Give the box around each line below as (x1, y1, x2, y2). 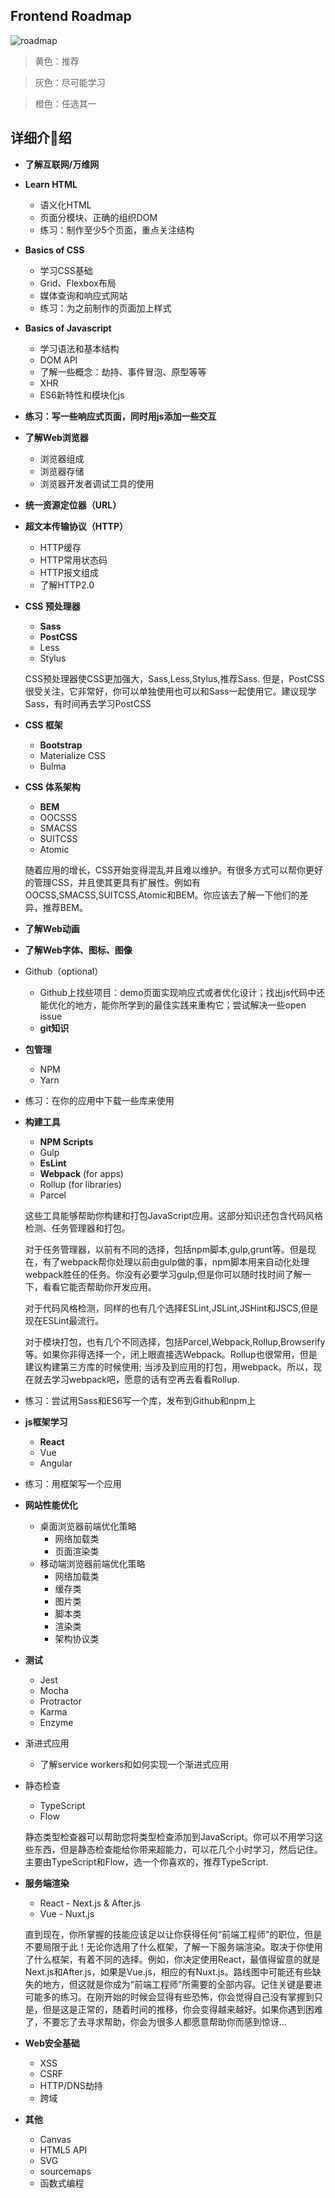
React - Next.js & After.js (39, 1897, 142, 1909)
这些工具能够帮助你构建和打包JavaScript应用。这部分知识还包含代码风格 (24, 1209, 324, 1221)
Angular (39, 1457, 73, 1469)
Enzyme (39, 1716, 74, 1728)
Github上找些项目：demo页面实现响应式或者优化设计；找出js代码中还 (39, 986, 326, 998)
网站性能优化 (24, 1499, 78, 1511)
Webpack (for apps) (39, 1167, 124, 1179)
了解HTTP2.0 (39, 579, 95, 591)
